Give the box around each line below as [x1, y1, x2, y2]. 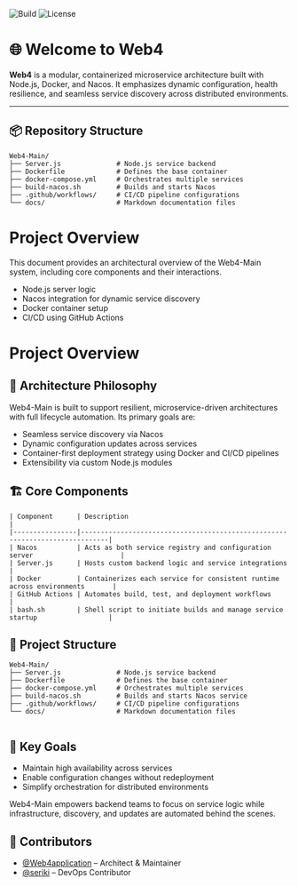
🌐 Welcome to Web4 [9, 40, 164, 60]
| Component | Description [9, 512, 129, 521]
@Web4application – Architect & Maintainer [21, 858, 182, 868]
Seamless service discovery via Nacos [21, 428, 164, 439]
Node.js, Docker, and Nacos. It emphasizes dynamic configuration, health [9, 78, 278, 89]
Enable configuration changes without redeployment [21, 772, 215, 783]
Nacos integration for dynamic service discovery [21, 293, 201, 304]
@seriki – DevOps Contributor [21, 866, 131, 877]
